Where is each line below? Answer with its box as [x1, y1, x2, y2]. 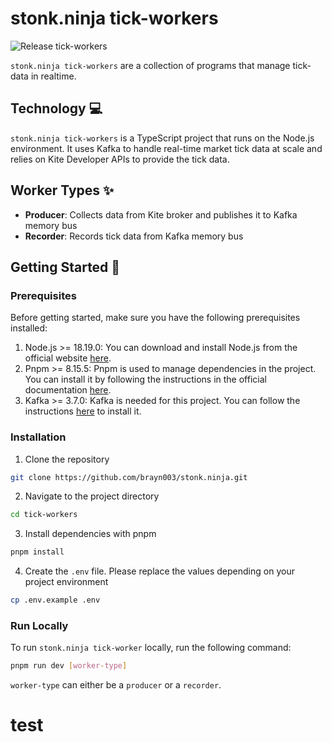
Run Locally [10, 618, 69, 632]
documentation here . [24, 384, 112, 396]
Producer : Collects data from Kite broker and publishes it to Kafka [24, 208, 298, 221]
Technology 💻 [10, 100, 103, 117]
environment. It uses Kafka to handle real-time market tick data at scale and [10, 142, 323, 154]
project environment [24, 576, 109, 588]
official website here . [24, 352, 112, 364]
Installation [10, 430, 67, 444]
